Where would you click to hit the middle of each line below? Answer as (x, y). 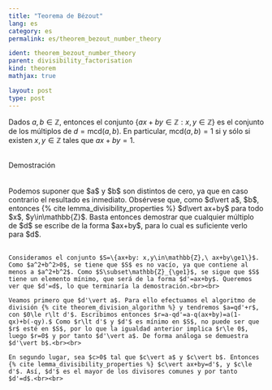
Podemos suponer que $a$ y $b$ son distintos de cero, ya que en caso (128, 191)
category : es (30, 31)
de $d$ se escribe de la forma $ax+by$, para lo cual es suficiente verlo (128, 225)
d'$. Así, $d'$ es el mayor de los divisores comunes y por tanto (123, 371)
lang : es (23, 24)
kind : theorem (32, 69)
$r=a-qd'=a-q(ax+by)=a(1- (198, 314)
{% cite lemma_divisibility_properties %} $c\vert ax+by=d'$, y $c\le (130, 364)
